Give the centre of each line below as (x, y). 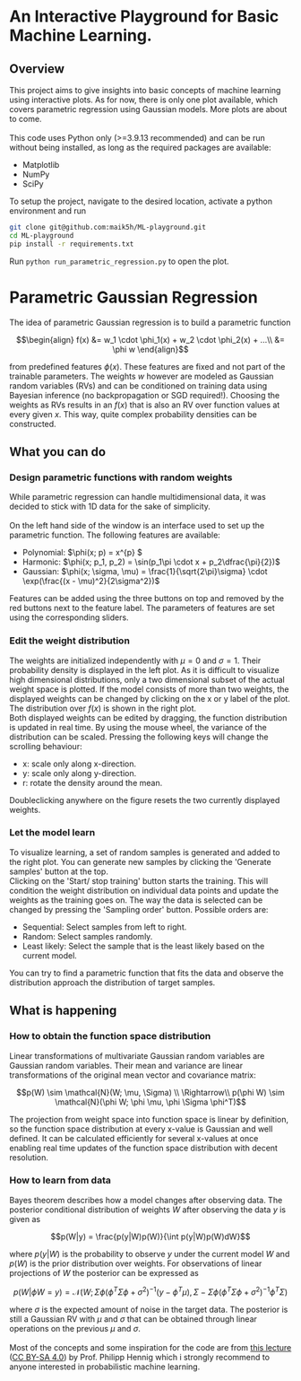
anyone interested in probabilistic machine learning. (105, 1367)
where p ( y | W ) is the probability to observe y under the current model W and (150, 1254)
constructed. (33, 424)
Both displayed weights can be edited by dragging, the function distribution (148, 717)
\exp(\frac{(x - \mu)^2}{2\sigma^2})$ (91, 581)
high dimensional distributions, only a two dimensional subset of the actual (147, 679)
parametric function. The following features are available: (115, 535)
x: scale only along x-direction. (79, 764)
